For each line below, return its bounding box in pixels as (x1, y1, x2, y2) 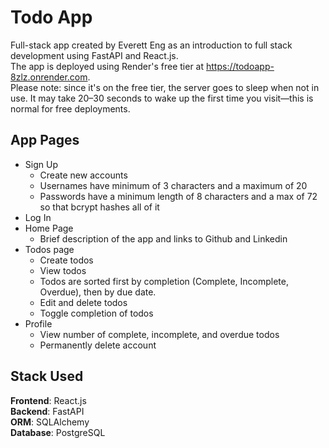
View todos (39, 264, 87, 276)
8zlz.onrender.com (10, 71, 88, 83)
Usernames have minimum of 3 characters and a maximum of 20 (39, 179, 308, 191)
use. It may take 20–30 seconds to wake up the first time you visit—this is (10, 92, 314, 104)
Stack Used (10, 368, 84, 385)
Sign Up (24, 158, 58, 170)
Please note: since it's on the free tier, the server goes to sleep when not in (10, 81, 320, 93)
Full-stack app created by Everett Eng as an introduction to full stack (10, 39, 293, 51)
